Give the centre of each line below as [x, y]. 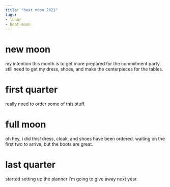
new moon [28, 50]
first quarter [32, 90]
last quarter [31, 165]
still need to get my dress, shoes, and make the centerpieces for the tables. [84, 69]
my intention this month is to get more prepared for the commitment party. [83, 64]
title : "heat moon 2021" [32, 10]
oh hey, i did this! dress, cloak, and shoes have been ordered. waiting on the [85, 139]
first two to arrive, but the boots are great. [49, 144]
